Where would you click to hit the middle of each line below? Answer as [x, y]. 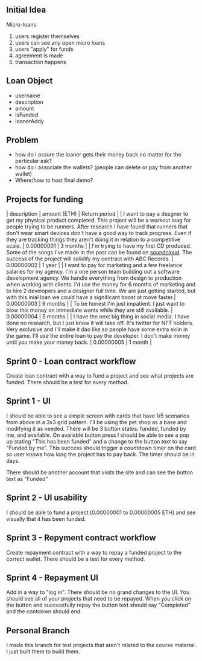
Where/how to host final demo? [54, 180]
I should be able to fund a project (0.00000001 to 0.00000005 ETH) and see [101, 512]
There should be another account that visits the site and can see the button [99, 472]
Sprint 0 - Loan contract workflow [71, 361]
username [27, 95]
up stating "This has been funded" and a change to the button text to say [97, 441]
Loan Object [30, 81]
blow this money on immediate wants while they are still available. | [90, 310]
